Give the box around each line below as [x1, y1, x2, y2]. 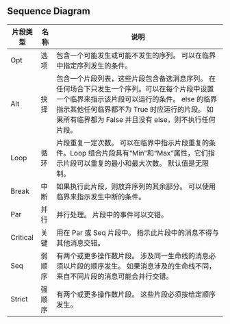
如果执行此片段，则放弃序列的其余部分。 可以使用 [55, 182, 216, 191]
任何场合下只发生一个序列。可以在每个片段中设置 [55, 84, 214, 93]
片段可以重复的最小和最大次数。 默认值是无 [62, 158, 203, 168]
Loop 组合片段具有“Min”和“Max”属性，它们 [69, 148, 209, 158]
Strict [10, 294, 28, 303]
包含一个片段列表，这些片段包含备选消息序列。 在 [55, 73, 216, 83]
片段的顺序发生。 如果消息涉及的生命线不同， [69, 261, 216, 271]
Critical [10, 232, 34, 242]
